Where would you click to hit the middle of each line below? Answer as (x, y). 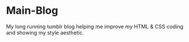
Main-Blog (32, 11)
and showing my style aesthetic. (45, 32)
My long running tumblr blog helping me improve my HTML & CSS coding (95, 26)
